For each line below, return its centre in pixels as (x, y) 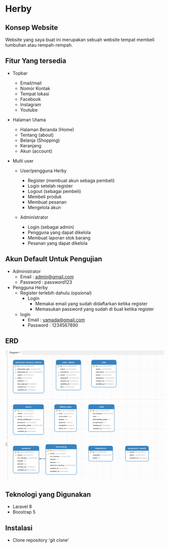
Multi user (23, 161)
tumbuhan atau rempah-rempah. (39, 45)
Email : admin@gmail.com (47, 277)
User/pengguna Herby (43, 171)
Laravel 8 (22, 506)
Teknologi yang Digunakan (48, 494)
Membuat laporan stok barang (59, 238)
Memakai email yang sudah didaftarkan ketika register (91, 303)
